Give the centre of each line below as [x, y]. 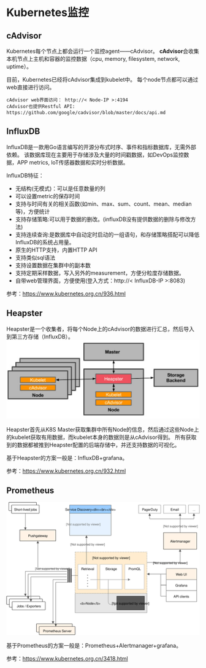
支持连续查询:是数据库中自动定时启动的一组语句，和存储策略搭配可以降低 [107, 235]
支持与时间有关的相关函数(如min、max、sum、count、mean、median [103, 204]
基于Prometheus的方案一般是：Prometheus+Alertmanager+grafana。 [94, 646]
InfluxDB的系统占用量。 [45, 242]
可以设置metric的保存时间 [48, 196]
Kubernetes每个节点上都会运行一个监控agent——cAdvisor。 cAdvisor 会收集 [103, 51]
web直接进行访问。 [31, 87]
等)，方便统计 [32, 211]
